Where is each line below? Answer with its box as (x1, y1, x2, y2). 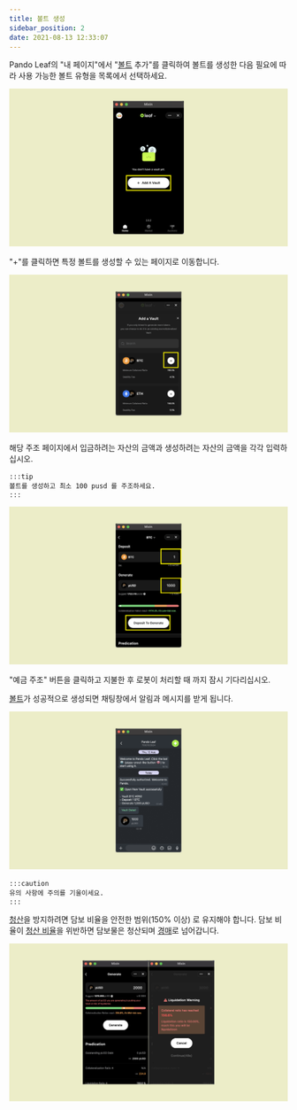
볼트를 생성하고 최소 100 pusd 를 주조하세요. (9, 482, 156, 491)
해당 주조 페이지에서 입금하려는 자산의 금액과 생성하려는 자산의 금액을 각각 (9, 443, 264, 454)
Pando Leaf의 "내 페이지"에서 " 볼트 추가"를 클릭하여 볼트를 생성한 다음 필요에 (9, 59, 278, 70)
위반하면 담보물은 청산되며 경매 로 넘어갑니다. (65, 926, 219, 936)
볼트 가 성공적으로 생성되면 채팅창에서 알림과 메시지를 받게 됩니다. (9, 694, 234, 704)
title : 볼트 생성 (9, 14, 66, 23)
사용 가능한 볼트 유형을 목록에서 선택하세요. (18, 71, 168, 82)
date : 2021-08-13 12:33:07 (9, 33, 109, 42)
